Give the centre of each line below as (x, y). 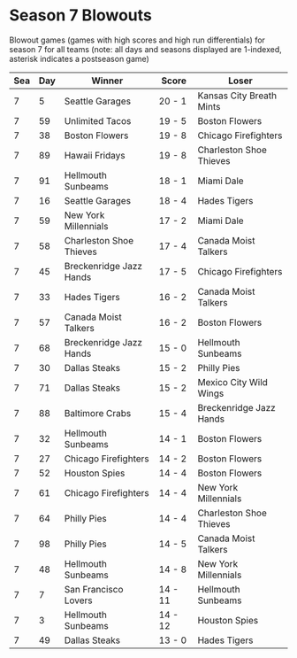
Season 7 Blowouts (81, 15)
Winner (107, 81)
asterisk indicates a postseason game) (80, 58)
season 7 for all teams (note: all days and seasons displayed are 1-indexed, (146, 49)
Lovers (78, 600)
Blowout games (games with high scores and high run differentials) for (137, 40)
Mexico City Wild (232, 382)
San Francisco (94, 589)
